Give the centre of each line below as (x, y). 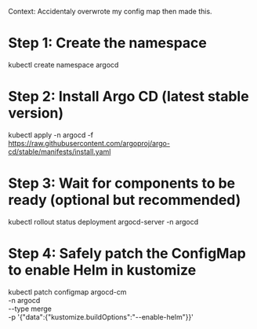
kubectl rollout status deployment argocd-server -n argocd (103, 221)
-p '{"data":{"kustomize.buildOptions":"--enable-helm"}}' (101, 316)
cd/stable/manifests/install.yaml (60, 152)
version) (36, 113)
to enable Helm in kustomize (102, 270)
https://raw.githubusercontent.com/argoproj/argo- (89, 143)
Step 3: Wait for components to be (122, 183)
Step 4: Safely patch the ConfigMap (127, 254)
